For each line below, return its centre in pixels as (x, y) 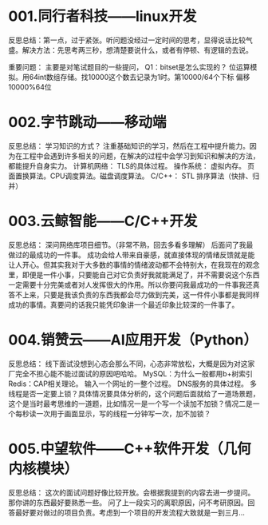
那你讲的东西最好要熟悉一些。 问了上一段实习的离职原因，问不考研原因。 (128, 502)
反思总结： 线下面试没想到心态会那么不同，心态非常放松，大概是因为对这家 (132, 364)
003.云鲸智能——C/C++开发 (103, 221)
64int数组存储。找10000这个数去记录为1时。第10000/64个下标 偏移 (140, 77)
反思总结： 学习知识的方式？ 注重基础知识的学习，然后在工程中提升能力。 (129, 145)
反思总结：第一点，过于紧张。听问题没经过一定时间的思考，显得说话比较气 (130, 40)
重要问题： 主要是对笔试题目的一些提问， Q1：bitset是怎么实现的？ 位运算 (129, 67)
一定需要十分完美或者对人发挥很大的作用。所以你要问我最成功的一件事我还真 (134, 284)
